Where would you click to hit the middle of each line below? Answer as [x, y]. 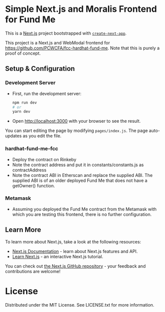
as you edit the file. [42, 136]
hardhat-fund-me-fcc [32, 149]
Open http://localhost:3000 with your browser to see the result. [77, 121]
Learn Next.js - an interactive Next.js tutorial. [58, 256]
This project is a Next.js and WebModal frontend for [58, 42]
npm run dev [24, 103]
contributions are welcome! [33, 271]
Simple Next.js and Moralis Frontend [81, 9]
